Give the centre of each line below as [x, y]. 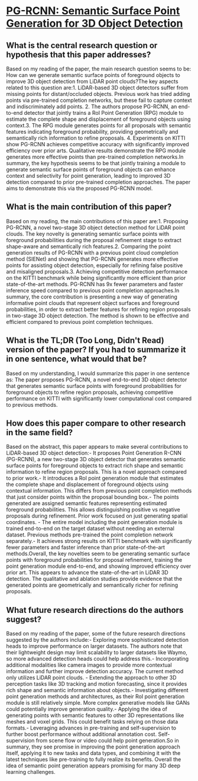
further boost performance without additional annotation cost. [82, 734]
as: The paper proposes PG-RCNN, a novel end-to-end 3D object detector [97, 380]
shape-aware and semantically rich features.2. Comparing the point [89, 246]
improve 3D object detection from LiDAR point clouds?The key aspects [92, 81]
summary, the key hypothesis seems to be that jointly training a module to [96, 163]
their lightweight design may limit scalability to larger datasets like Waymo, [97, 653]
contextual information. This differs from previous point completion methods [99, 491]
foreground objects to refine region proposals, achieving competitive [90, 392]
